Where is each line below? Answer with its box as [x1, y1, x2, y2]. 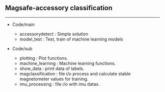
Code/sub [12, 46, 33, 51]
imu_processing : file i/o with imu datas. [19, 81, 100, 87]
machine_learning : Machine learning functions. [19, 60, 116, 66]
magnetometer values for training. [19, 76, 88, 82]
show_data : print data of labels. [19, 66, 84, 71]
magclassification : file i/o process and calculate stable [19, 70, 131, 76]
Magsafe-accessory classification [5, 4, 113, 12]
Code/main [12, 22, 35, 27]
